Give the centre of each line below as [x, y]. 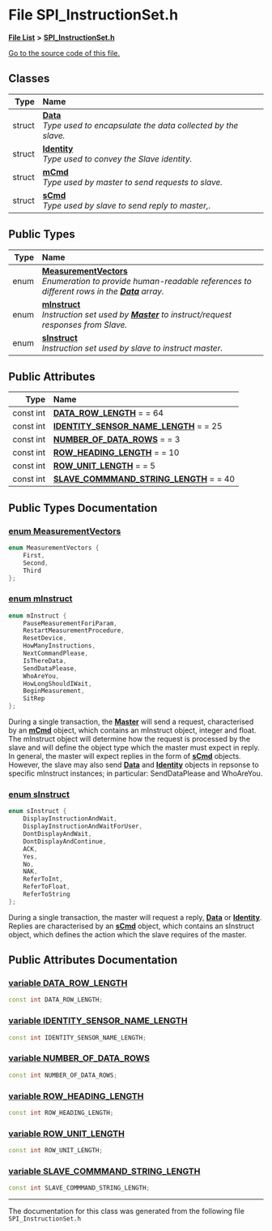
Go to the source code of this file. [64, 53]
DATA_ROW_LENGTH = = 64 [108, 413]
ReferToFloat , [47, 887]
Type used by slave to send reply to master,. [127, 205]
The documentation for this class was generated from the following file [127, 1212]
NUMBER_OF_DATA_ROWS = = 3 [117, 440]
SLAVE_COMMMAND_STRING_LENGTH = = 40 [144, 479]
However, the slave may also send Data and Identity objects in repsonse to [134, 765]
